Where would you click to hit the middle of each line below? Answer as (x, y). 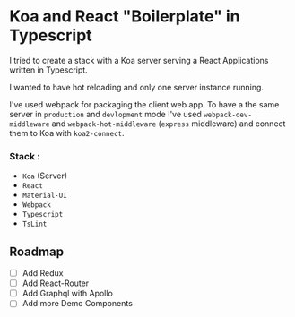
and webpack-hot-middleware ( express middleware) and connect (169, 124)
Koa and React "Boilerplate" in (125, 17)
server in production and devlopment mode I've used (105, 114)
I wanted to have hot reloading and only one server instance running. (137, 87)
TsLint (35, 224)
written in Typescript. (48, 70)
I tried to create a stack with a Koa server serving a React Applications (139, 60)
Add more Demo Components (77, 304)
